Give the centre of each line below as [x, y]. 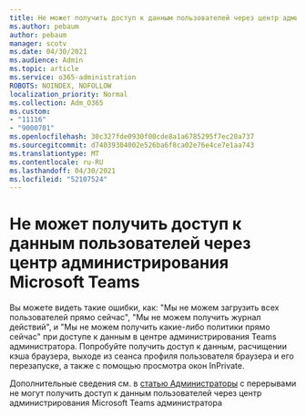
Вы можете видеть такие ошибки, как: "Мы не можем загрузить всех [144, 308]
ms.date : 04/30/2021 [49, 52]
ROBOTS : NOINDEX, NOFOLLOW [61, 86]
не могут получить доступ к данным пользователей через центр [136, 393]
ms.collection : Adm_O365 [56, 103]
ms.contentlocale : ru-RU [56, 162]
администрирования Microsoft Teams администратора [116, 403]
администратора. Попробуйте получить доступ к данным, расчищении [148, 347]
